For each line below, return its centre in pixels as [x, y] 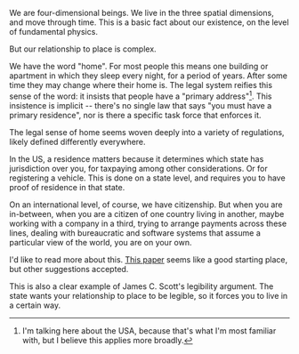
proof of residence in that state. [67, 187]
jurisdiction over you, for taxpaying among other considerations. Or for [139, 168]
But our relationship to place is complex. [83, 49]
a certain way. [35, 305]
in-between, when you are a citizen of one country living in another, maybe [147, 213]
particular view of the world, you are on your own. [101, 242]
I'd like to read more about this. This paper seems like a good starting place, [148, 259]
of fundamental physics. [53, 32]
